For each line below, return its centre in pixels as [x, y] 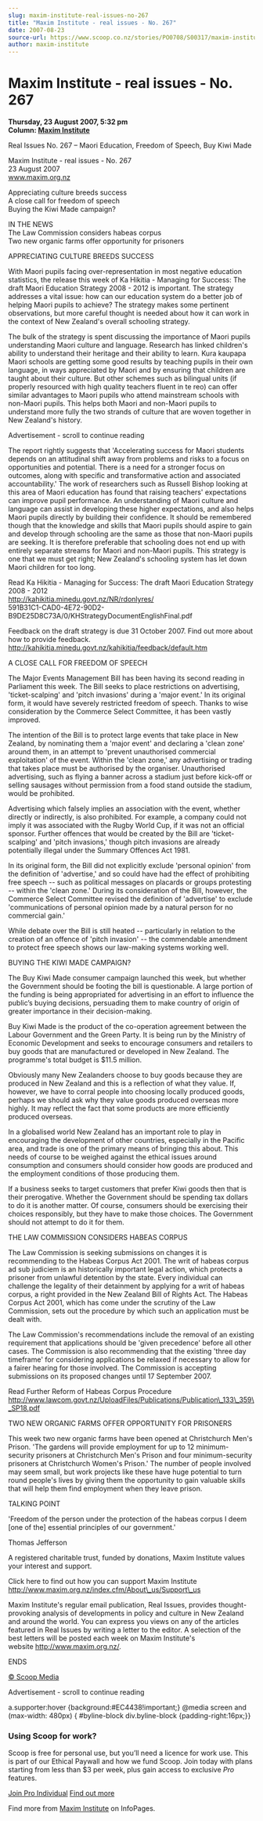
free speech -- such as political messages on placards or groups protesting [130, 882]
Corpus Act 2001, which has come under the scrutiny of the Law [112, 1303]
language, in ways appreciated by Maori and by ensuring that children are [127, 370]
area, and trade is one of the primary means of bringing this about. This [123, 1149]
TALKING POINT [34, 1504]
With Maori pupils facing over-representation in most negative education [125, 272]
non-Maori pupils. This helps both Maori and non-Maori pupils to [112, 403]
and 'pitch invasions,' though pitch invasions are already [130, 842]
